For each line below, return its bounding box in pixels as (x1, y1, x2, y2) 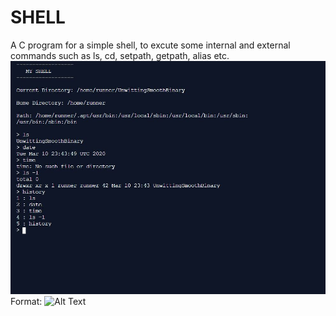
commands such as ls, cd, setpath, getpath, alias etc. (10, 49, 230, 61)
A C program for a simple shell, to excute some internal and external (10, 39, 291, 51)
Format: (10, 296, 43, 308)
